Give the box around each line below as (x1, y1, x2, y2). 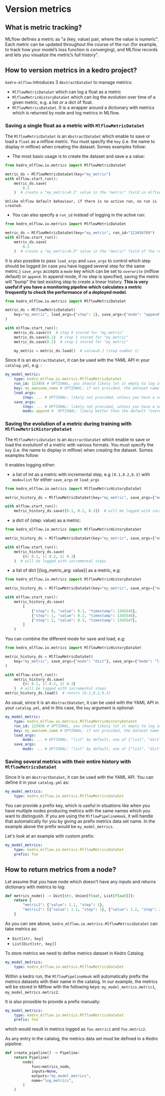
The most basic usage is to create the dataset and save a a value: (12, 153, 145, 159)
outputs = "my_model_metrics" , (31, 1073, 91, 1078)
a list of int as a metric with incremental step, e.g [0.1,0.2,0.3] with (12, 471, 150, 477)
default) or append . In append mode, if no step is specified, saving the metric (5, 273, 160, 279)
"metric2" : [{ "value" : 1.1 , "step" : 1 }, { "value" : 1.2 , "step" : (23, 907, 157, 912)
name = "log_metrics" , (31, 1078, 74, 1083)
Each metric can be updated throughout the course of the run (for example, (5, 41, 158, 47)
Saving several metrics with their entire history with (5, 758, 131, 765)
